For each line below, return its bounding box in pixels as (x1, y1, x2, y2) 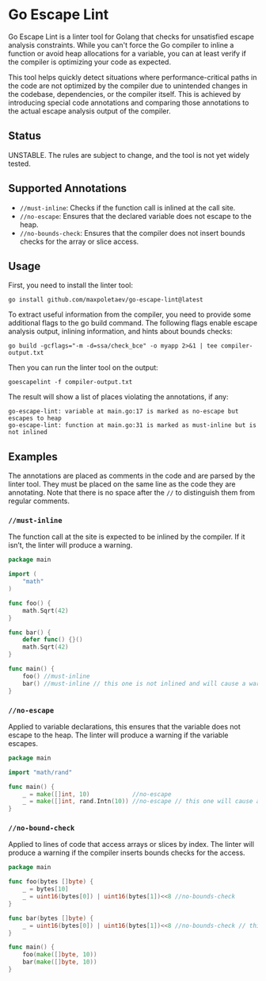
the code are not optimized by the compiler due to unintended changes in (8, 81, 248, 90)
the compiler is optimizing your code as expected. (8, 57, 172, 67)
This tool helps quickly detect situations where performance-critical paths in (8, 72, 257, 82)
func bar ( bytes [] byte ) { (8, 914, 93, 922)
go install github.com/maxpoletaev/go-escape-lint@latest (8, 296, 203, 304)
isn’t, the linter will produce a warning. (8, 541, 133, 550)
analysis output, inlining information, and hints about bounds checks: (8, 327, 233, 337)
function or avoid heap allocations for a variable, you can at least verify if (8, 48, 247, 58)
